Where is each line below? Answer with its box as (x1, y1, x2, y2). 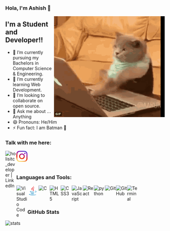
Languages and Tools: (16, 174, 72, 181)
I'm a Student (5, 20, 49, 29)
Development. (12, 87, 42, 93)
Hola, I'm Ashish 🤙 (5, 5, 51, 12)
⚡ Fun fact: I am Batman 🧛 (12, 125, 67, 131)
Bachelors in (12, 60, 39, 66)
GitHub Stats (27, 209, 60, 216)
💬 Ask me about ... (12, 108, 51, 114)
